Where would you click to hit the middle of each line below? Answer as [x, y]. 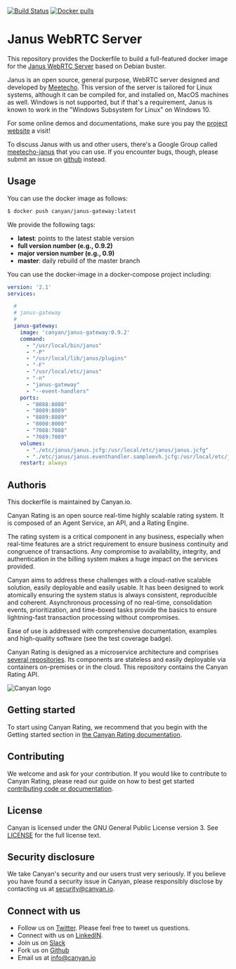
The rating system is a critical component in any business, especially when [116, 537]
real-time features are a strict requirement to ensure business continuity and [118, 544]
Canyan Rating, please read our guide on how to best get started [101, 781]
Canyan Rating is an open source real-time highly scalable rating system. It [116, 516]
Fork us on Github [43, 950]
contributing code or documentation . [60, 788]
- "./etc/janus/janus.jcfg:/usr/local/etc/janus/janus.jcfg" [117, 450]
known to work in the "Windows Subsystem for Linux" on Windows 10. [109, 110]
